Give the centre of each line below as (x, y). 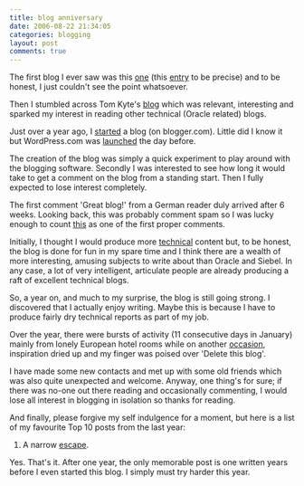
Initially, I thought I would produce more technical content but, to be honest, (151, 242)
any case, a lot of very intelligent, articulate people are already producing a (149, 271)
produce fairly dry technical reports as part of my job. (109, 317)
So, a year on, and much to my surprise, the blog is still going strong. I (140, 298)
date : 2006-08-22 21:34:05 (60, 26)
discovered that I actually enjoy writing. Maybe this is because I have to (142, 308)
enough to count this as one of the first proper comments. (118, 224)
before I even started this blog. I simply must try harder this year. (130, 472)
